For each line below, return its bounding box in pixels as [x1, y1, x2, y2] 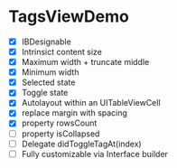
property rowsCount [21, 117, 98, 128]
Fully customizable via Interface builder [21, 148, 169, 159]
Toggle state [21, 88, 69, 98]
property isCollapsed [21, 128, 100, 139]
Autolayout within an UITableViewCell [21, 98, 161, 108]
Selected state [21, 77, 76, 88]
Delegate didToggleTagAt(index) [21, 138, 142, 149]
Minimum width [21, 67, 79, 78]
